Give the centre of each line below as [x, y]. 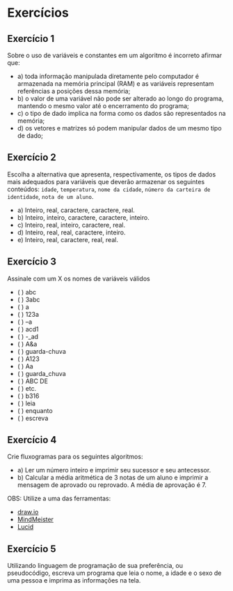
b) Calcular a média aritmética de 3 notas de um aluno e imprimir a [113, 478]
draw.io [28, 512]
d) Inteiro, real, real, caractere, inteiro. [71, 232]
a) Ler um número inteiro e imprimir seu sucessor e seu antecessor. [114, 470]
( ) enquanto [35, 410]
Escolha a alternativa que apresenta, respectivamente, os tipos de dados [112, 174]
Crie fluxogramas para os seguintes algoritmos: [75, 457]
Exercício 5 [32, 549]
